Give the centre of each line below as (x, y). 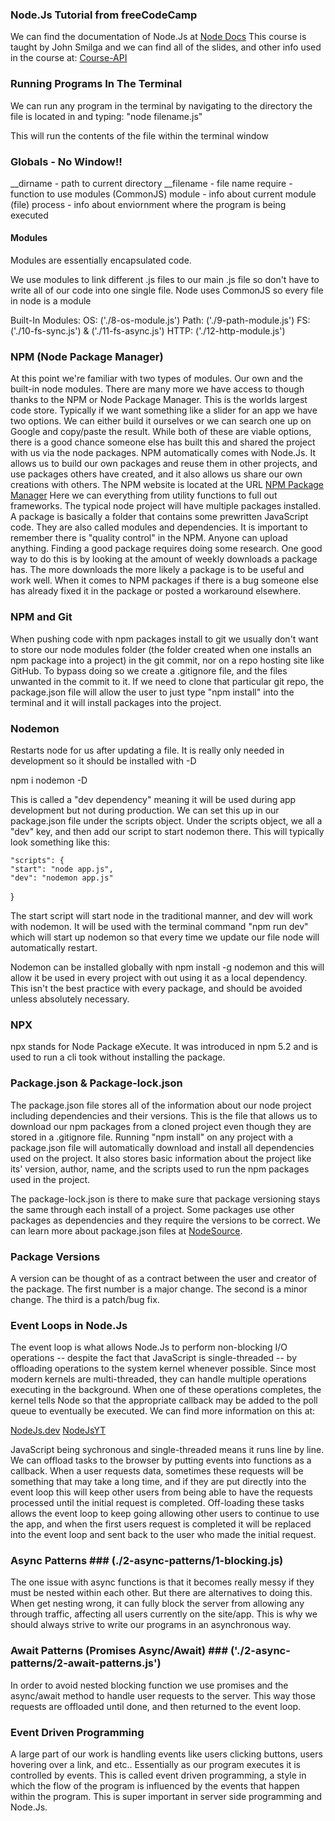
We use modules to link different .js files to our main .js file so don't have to (165, 280)
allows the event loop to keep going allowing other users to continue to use (165, 1514)
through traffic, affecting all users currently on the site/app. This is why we (164, 1614)
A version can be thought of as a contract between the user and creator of (163, 1278)
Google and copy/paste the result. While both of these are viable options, (161, 432)
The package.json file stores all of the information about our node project (161, 1105)
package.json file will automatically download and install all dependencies (162, 1147)
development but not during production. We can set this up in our (145, 810)
